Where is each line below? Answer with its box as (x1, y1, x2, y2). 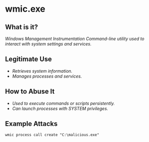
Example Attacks (5, 120, 58, 128)
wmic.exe (5, 3, 45, 15)
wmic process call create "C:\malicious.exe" (5, 133, 99, 138)
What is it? (5, 23, 38, 31)
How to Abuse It (5, 87, 55, 96)
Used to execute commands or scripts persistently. (12, 100, 115, 106)
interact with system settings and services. (5, 41, 92, 47)
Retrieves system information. (12, 68, 73, 74)
